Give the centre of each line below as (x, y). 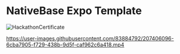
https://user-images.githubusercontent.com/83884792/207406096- (90, 38)
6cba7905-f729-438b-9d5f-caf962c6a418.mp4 (65, 45)
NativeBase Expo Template (74, 11)
